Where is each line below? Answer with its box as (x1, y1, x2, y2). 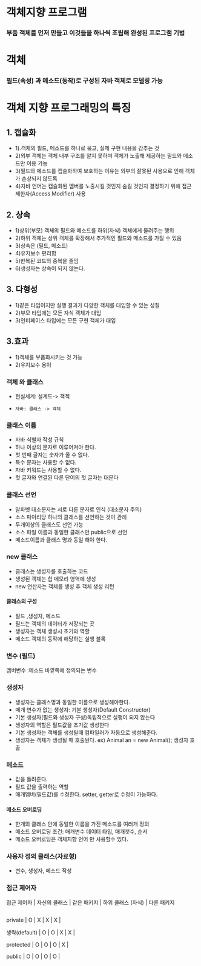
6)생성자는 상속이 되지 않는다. (15, 265, 85, 272)
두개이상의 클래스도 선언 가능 (15, 520, 84, 528)
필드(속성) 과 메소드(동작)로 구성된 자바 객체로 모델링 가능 (6, 77, 163, 85)
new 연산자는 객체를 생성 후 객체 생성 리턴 (15, 582, 115, 590)
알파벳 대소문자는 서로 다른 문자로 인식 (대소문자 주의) (15, 505, 142, 513)
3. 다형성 (6, 284, 38, 294)
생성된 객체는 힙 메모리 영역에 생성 (15, 575, 96, 582)
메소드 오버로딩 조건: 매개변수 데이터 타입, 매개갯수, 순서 (15, 828, 148, 835)
